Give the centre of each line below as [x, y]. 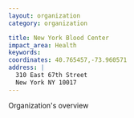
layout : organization [45, 16]
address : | [26, 68]
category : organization [48, 23]
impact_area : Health [43, 45]
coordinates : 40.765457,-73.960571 [68, 60]
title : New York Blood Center [59, 38]
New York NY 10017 [47, 82]
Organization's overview [49, 105]
